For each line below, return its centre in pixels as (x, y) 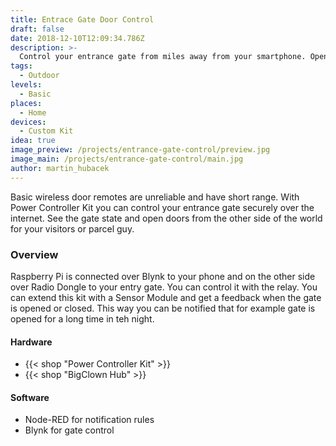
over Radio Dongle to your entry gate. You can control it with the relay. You (164, 287)
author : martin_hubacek (60, 168)
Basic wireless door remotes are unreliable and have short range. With (155, 197)
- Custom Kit (46, 131)
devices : (28, 122)
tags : (21, 66)
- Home (33, 112)
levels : (26, 85)
